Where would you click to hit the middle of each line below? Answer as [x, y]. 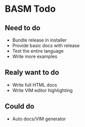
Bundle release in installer [39, 40]
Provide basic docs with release [46, 46]
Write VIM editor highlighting [42, 90]
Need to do [23, 28]
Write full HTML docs [35, 84]
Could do [19, 106]
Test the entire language [38, 51]
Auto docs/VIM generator [39, 119]
